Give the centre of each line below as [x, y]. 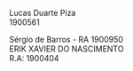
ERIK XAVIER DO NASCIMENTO [66, 49]
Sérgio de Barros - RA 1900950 [66, 39]
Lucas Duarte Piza [43, 13]
